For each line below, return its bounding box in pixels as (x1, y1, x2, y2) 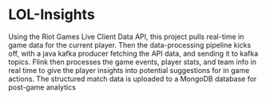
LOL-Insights (8, 6, 96, 24)
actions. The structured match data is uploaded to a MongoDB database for (8, 74, 257, 83)
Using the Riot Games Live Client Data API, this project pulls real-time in (8, 32, 244, 41)
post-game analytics (8, 82, 76, 92)
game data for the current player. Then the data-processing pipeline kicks (8, 40, 252, 49)
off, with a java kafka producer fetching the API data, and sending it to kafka (8, 48, 259, 58)
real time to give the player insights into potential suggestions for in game (8, 65, 250, 75)
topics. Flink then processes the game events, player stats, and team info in (8, 57, 257, 67)
